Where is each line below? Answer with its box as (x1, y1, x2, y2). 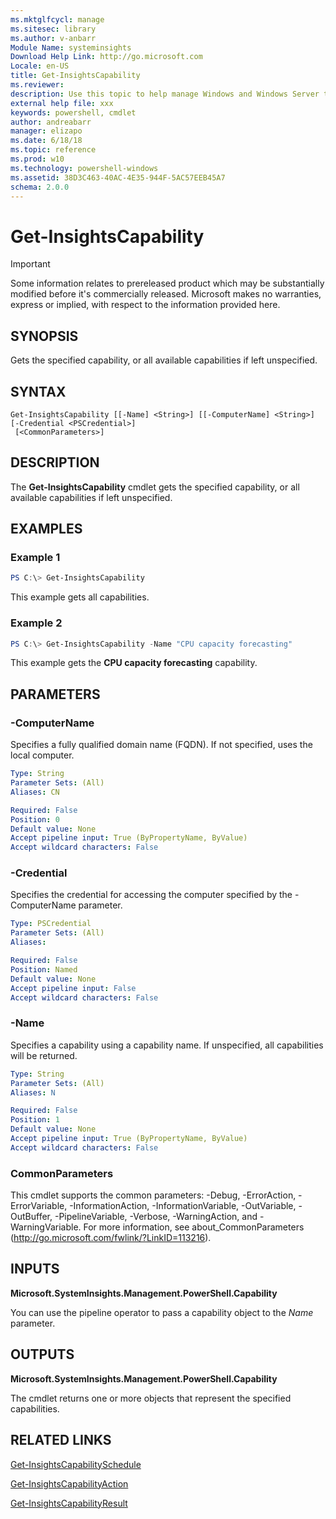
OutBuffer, (10, 1211, 53, 1223)
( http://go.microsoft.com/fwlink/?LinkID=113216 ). (10, 1232, 212, 1244)
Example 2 (10, 616, 63, 630)
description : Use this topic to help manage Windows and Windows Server (10, 89, 320, 99)
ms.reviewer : (10, 80, 65, 90)
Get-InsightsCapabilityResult (10, 1497, 128, 1509)
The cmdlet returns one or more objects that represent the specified (10, 1392, 292, 1404)
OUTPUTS (10, 1346, 75, 1363)
